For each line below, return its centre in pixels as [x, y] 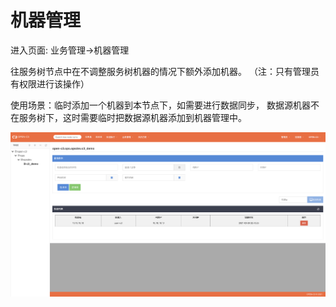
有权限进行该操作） [50, 83]
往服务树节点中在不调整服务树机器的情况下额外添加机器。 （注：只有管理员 [165, 71]
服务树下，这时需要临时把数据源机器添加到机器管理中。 [132, 117]
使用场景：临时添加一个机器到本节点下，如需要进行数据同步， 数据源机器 [160, 105]
